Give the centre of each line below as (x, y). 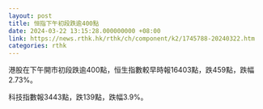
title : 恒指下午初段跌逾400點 (54, 23)
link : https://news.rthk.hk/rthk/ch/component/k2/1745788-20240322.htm (131, 38)
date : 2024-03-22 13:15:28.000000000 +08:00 (85, 31)
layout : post (30, 16)
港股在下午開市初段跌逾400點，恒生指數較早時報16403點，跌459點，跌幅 (131, 70)
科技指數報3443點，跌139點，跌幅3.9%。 (78, 97)
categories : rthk (38, 46)
